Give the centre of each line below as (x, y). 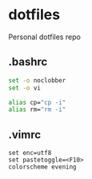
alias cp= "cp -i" (37, 102)
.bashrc (28, 62)
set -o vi (25, 88)
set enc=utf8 (30, 153)
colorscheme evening (43, 167)
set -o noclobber (37, 80)
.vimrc (25, 135)
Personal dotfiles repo (45, 37)
